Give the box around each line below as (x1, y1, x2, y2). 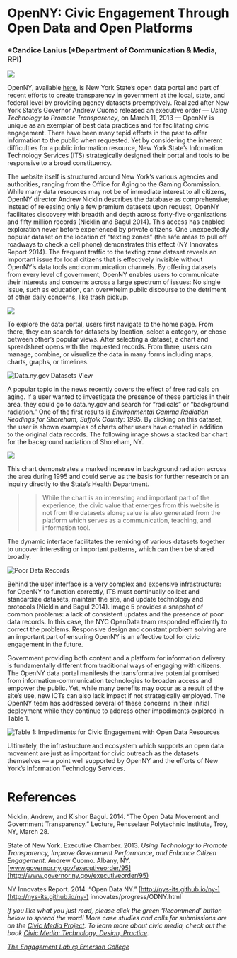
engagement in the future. (7, 640, 83, 649)
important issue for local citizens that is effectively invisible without (7, 255, 203, 264)
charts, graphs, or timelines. (7, 358, 89, 366)
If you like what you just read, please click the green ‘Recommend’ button (7, 906, 223, 915)
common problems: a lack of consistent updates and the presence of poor (7, 610, 224, 619)
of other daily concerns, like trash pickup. (7, 293, 129, 302)
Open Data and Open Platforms (7, 20, 193, 36)
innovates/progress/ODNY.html (90, 893, 182, 901)
